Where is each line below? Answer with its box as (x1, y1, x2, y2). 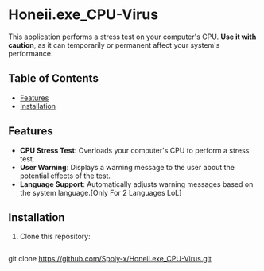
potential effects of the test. (19, 171, 111, 180)
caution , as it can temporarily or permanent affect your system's (8, 40, 220, 49)
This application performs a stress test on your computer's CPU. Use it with (8, 32, 257, 41)
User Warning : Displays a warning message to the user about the (19, 162, 235, 172)
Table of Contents (8, 72, 99, 85)
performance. (8, 48, 53, 58)
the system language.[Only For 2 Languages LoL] (19, 188, 182, 197)
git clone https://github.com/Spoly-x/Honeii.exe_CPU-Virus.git (8, 254, 212, 264)
